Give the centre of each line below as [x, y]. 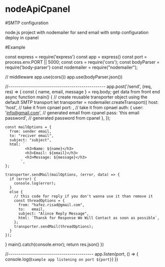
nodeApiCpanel [38, 9]
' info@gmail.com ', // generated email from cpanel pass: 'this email [72, 113]
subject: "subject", [31, 140]
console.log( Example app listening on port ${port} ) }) [62, 259]
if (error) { [23, 179]
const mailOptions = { [28, 127]
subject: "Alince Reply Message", [54, 214]
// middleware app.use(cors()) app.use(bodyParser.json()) [64, 77]
